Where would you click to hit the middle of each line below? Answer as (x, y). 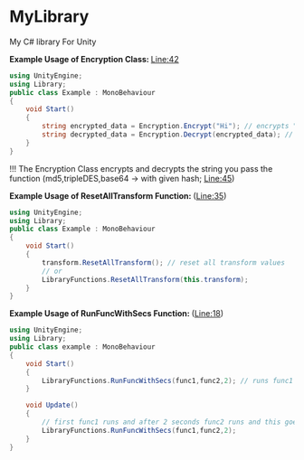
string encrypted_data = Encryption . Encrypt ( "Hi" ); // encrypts (166, 127)
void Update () (52, 405)
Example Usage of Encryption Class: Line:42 (94, 59)
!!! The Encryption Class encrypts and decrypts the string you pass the (141, 168)
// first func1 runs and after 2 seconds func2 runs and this (161, 422)
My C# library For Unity (53, 42)
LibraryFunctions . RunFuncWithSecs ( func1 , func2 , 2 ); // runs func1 (168, 380)
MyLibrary (49, 17)
